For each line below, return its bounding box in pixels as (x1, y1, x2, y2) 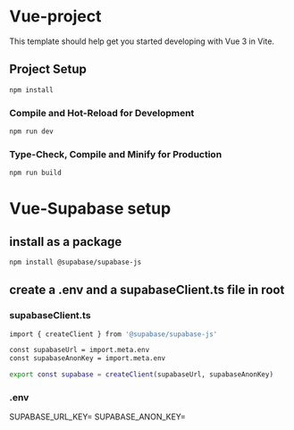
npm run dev (9, 127, 54, 136)
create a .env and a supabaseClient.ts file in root (9, 282, 285, 298)
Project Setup (9, 62, 88, 77)
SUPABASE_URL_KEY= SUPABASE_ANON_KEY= (9, 411, 186, 422)
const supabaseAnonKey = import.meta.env (9, 354, 166, 363)
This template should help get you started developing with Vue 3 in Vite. (9, 36, 275, 46)
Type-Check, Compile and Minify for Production (9, 148, 223, 160)
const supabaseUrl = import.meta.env (9, 346, 150, 355)
